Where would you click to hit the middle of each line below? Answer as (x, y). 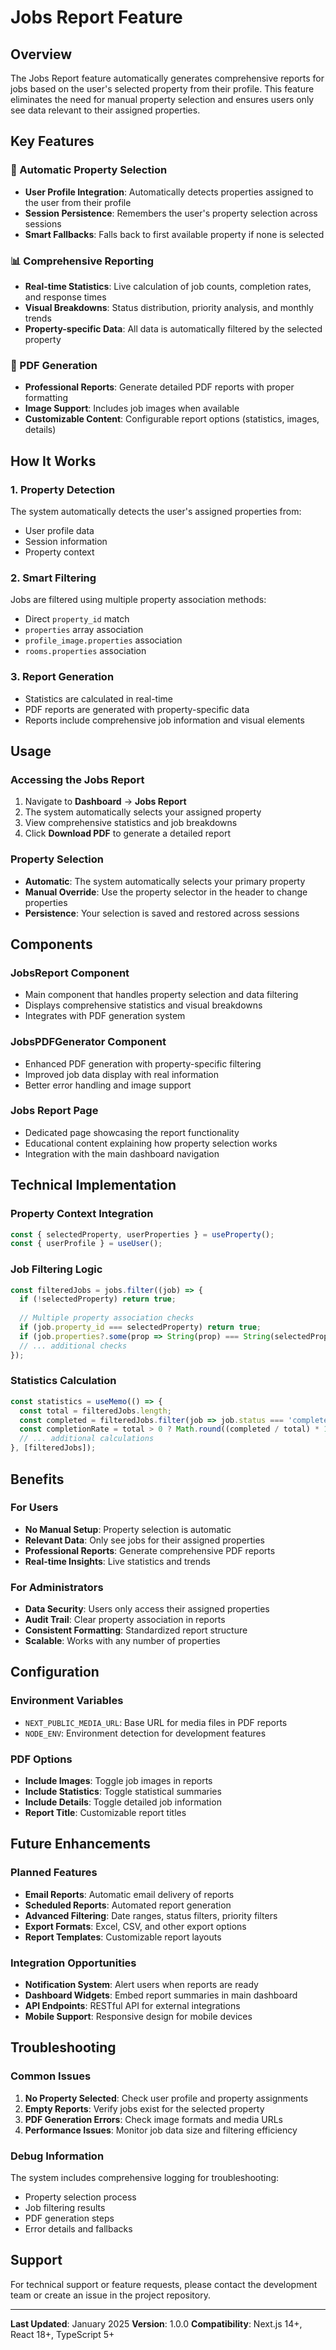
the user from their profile (78, 202)
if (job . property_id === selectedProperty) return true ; (140, 1327)
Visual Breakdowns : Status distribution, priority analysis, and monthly (169, 307)
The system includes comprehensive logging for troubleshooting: (145, 2178)
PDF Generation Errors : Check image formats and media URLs (153, 2119)
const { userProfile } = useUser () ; (86, 1244)
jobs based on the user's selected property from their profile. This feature (162, 89)
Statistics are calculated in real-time (98, 698)
